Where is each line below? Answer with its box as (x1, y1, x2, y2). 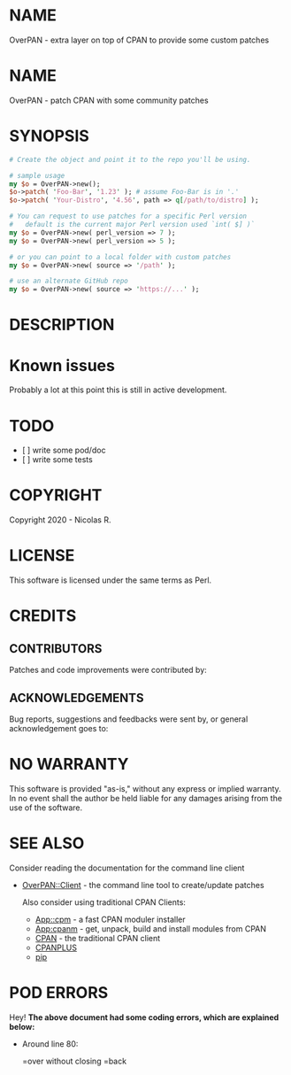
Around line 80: (21, 1038, 79, 1049)
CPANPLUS (34, 942, 78, 953)
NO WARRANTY (9, 754, 129, 775)
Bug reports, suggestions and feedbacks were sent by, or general (9, 714, 249, 724)
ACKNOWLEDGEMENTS (9, 690, 144, 705)
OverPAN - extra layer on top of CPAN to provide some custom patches (9, 35, 270, 45)
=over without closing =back (21, 1056, 126, 1066)
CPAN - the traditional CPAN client (34, 932, 161, 943)
